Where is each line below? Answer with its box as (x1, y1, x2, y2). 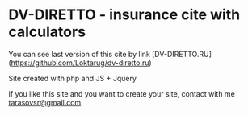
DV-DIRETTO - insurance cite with (8, 6, 241, 24)
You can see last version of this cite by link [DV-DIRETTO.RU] (8, 49, 212, 59)
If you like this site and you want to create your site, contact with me (8, 88, 236, 98)
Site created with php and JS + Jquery (8, 73, 137, 83)
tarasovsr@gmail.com (8, 97, 82, 107)
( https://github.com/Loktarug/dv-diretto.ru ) (8, 58, 152, 68)
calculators (8, 23, 86, 41)
